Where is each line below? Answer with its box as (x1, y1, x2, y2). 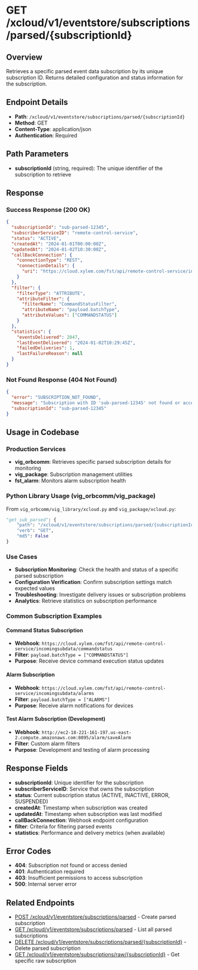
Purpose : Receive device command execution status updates (14, 657, 164, 664)
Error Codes (6, 846, 51, 856)
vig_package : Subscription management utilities (14, 471, 133, 478)
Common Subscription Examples (6, 612, 102, 620)
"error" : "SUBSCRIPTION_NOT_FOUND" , (11, 395, 101, 401)
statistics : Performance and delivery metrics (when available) (14, 829, 165, 836)
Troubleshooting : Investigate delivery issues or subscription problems (14, 591, 186, 598)
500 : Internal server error (14, 880, 77, 888)
